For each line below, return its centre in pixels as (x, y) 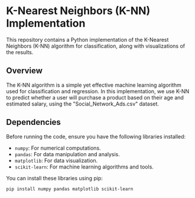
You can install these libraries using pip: (55, 178)
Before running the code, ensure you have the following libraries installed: (96, 136)
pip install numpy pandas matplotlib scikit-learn (70, 189)
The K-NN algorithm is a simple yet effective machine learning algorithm (94, 85)
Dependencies (33, 122)
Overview (25, 71)
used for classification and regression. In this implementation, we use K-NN (98, 91)
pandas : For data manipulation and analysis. (67, 154)
